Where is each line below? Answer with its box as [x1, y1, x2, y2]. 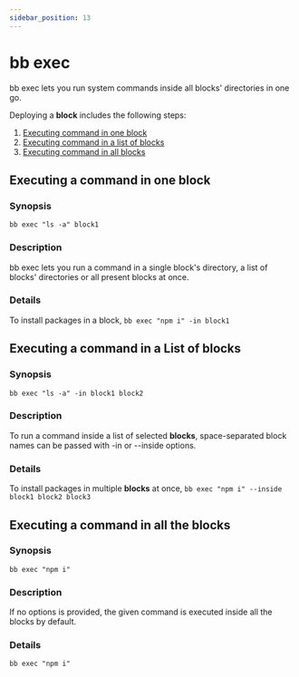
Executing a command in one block [9, 172, 211, 188]
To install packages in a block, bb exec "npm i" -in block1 [9, 314, 230, 325]
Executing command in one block [22, 127, 148, 138]
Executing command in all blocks [22, 146, 146, 157]
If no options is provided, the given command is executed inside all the [9, 606, 274, 617]
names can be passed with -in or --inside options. [9, 440, 197, 450]
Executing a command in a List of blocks [9, 341, 242, 356]
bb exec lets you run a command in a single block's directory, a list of [9, 262, 268, 273]
